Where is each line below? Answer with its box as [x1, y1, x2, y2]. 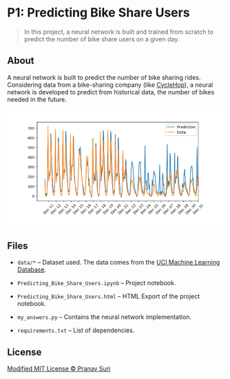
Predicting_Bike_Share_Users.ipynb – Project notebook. [17, 279, 176, 287]
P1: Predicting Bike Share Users [7, 5, 191, 21]
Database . [17, 265, 47, 274]
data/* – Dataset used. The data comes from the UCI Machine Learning [17, 258, 220, 267]
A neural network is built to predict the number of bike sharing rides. [7, 73, 201, 81]
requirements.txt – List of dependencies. [17, 326, 135, 335]
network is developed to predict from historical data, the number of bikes [7, 88, 215, 96]
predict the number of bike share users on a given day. [23, 34, 180, 43]
